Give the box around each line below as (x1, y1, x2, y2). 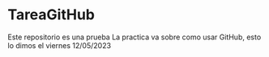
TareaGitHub (7, 6, 95, 24)
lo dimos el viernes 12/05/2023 (7, 40, 111, 50)
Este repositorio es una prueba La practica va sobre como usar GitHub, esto (7, 32, 262, 42)
